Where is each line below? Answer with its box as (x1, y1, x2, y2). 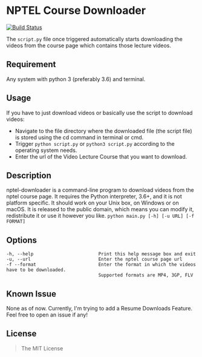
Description (6, 170, 51, 180)
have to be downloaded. (6, 267, 67, 273)
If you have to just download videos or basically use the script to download (6, 109, 193, 116)
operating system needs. (15, 146, 77, 154)
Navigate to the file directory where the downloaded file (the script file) (15, 127, 192, 134)
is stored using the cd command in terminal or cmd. (15, 134, 144, 141)
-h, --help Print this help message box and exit (6, 251, 197, 257)
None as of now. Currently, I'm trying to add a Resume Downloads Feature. (6, 305, 192, 312)
